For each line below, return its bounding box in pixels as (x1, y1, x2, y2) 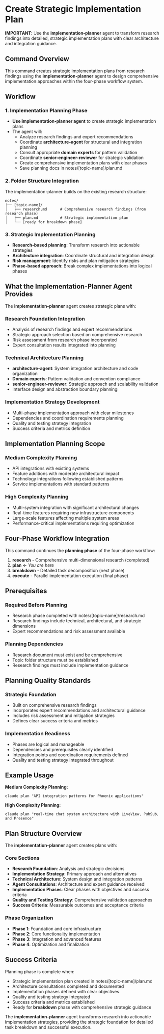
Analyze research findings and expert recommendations (19, 134, 134, 140)
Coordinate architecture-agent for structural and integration (19, 139, 142, 145)
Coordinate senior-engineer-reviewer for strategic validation (19, 155, 144, 160)
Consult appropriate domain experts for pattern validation (19, 150, 137, 156)
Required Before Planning (5, 601, 67, 608)
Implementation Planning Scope (5, 440, 105, 448)
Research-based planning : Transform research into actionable (12, 242, 140, 248)
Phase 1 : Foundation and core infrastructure (12, 926, 102, 931)
